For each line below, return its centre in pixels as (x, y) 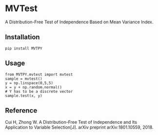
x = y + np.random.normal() (34, 87)
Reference (21, 110)
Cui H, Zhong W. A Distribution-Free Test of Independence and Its (71, 122)
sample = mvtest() (24, 79)
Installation (22, 37)
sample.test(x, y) (24, 96)
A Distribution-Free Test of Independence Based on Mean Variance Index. (79, 22)
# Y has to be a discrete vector (39, 91)
